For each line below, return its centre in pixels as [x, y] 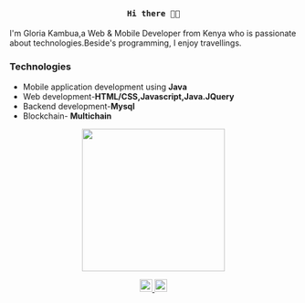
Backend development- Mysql [79, 106]
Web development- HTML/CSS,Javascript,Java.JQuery [128, 96]
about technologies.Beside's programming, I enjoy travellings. [126, 43]
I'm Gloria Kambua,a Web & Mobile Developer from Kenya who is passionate [153, 34]
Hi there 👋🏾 [153, 13]
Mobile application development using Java [105, 87]
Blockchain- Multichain [67, 116]
